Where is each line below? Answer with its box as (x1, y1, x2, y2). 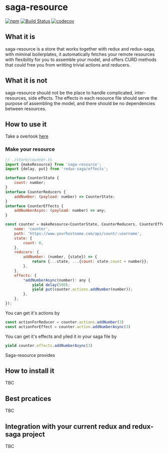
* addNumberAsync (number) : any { (23, 277, 91, 283)
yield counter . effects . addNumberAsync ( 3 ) (5, 343, 93, 348)
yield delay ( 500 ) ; (31, 282, 70, 287)
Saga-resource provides (5, 352, 55, 358)
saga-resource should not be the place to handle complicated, (5, 90, 133, 96)
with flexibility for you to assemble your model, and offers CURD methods (5, 57, 156, 63)
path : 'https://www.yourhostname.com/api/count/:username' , (14, 231, 142, 236)
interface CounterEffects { (5, 203, 64, 209)
